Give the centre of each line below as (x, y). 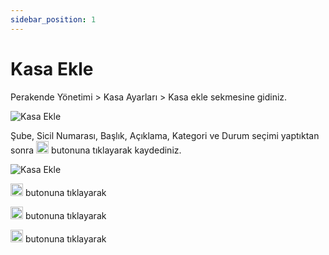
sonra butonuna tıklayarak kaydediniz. (96, 150)
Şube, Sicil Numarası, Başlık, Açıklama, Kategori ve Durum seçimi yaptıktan (165, 135)
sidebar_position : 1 (53, 19)
